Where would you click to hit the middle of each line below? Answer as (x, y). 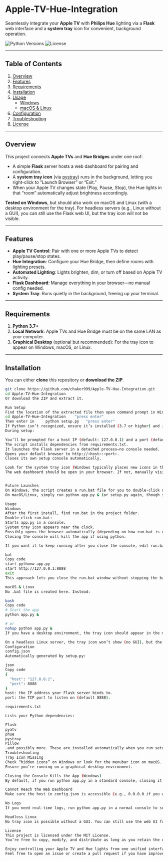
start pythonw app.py (28, 564)
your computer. (28, 337)
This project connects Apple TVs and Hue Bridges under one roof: (74, 156)
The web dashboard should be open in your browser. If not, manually (79, 472)
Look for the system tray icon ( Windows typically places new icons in (81, 468)
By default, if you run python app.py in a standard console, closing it (84, 780)
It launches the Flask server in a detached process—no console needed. (82, 449)
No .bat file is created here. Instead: (48, 592)
